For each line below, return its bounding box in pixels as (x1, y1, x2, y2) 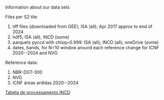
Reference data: (5, 60, 38, 65)
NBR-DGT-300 (12, 69, 43, 75)
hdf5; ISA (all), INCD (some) (12, 34, 70, 40)
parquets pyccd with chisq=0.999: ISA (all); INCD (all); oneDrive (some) (12, 39, 159, 45)
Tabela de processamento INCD (5, 90, 71, 95)
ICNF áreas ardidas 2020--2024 (12, 80, 79, 86)
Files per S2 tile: (5, 14, 38, 19)
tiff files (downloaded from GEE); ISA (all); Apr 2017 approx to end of (12, 23, 153, 29)
